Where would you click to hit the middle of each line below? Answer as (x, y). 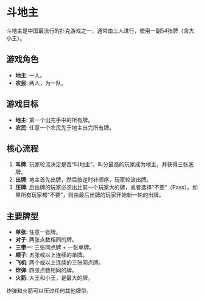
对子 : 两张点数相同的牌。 (46, 240)
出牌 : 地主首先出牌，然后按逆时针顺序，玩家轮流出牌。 (83, 180)
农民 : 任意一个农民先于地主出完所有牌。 (65, 127)
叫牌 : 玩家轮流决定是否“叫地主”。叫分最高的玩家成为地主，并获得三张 (102, 164)
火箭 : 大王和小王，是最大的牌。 (54, 278)
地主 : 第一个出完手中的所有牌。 (54, 120)
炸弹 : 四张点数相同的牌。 (46, 270)
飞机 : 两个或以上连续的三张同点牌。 (59, 263)
